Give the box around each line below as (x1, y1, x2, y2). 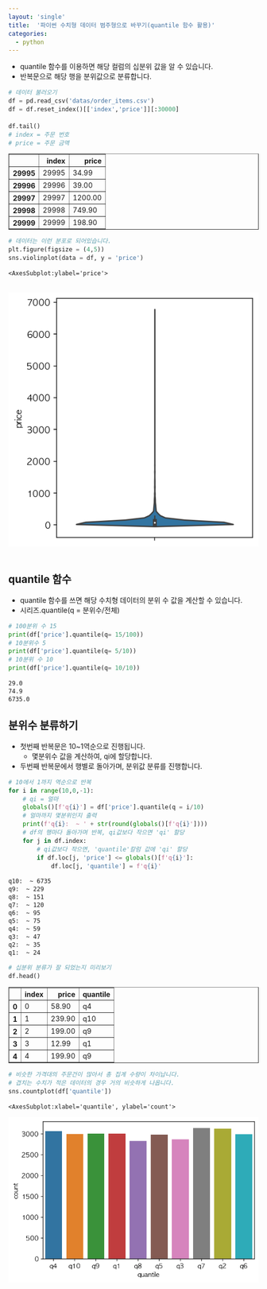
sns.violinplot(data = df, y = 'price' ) (8, 254, 145, 262)
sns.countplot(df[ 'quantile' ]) (8, 1087, 112, 1095)
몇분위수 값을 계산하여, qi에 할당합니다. (31, 751, 153, 761)
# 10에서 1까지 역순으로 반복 (8, 778, 91, 786)
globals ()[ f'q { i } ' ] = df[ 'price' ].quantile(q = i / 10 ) (22, 803, 204, 811)
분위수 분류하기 (8, 719, 79, 732)
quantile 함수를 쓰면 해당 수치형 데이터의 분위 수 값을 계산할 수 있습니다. (19, 595, 243, 604)
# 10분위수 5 (8, 639, 46, 647)
